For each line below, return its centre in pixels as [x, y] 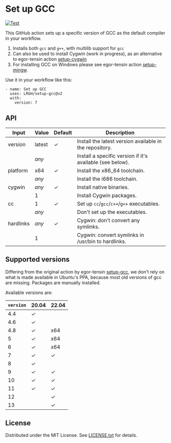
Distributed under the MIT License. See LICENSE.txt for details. [71, 435]
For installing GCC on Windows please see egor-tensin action [77, 64]
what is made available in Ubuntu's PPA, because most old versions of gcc [83, 277]
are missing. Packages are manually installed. [53, 282]
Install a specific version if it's [112, 156]
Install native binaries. [103, 187]
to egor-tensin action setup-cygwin [50, 59]
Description [120, 132]
